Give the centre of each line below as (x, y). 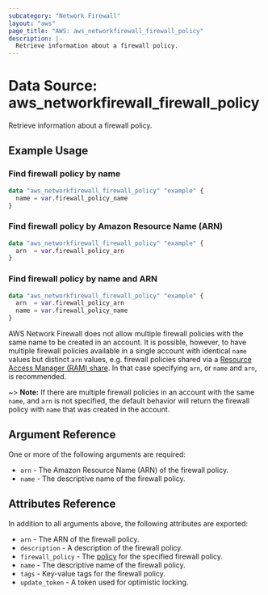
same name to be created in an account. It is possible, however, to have (128, 342)
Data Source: (53, 86)
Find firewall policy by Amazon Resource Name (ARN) (116, 226)
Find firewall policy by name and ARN (83, 279)
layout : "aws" (32, 23)
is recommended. (38, 377)
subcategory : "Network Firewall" (65, 16)
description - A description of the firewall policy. (101, 547)
